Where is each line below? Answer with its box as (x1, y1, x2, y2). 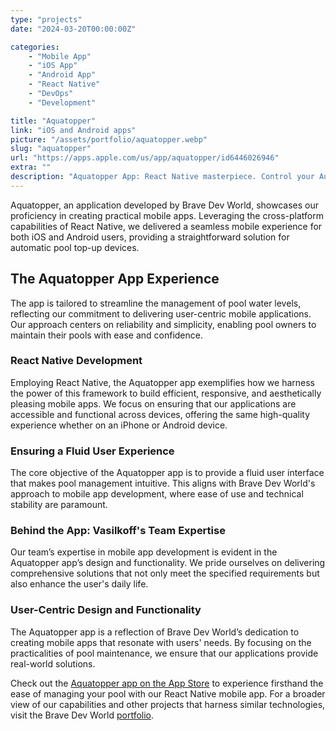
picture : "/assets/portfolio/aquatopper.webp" (10, 134, 208, 145)
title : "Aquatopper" (10, 116, 97, 126)
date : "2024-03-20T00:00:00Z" (10, 24, 137, 34)
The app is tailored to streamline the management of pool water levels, (10, 297, 302, 309)
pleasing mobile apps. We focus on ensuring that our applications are (10, 397, 297, 410)
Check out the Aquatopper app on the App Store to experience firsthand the (10, 677, 324, 689)
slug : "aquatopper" (10, 144, 92, 154)
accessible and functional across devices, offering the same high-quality (10, 408, 311, 420)
